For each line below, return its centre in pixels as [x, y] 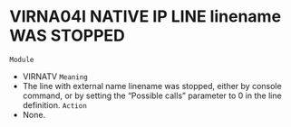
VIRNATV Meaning [55, 76]
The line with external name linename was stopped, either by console [152, 86]
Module [22, 59]
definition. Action [55, 104]
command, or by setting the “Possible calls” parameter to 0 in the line [152, 95]
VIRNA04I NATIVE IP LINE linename [145, 17]
